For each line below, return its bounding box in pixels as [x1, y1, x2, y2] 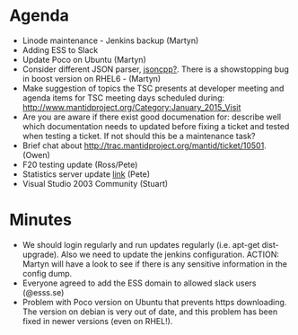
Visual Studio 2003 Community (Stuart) [22, 178, 169, 189]
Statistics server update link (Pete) [22, 168, 151, 180]
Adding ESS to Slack [22, 44, 99, 55]
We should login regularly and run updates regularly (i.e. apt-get [22, 239, 260, 250]
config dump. [22, 268, 73, 278]
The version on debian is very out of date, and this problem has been [22, 306, 278, 317]
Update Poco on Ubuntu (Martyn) [22, 54, 146, 65]
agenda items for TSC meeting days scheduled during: [22, 92, 225, 103]
